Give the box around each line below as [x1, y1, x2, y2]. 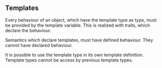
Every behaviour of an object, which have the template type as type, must [5, 17, 157, 23]
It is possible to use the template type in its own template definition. [5, 52, 144, 58]
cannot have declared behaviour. [5, 42, 73, 48]
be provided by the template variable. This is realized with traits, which [5, 22, 151, 28]
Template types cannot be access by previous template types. [5, 57, 133, 63]
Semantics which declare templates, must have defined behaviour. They [5, 37, 154, 43]
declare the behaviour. [5, 27, 51, 34]
